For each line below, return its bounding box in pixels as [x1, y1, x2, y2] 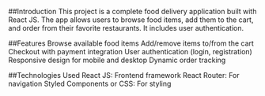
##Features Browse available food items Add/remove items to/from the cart [8, 39, 255, 48]
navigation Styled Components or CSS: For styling [8, 79, 172, 88]
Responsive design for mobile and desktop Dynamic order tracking [8, 55, 226, 65]
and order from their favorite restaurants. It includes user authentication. [8, 24, 244, 32]
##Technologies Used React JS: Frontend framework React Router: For [8, 71, 240, 79]
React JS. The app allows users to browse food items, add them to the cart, [8, 15, 254, 24]
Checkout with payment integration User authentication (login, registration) [8, 47, 253, 56]
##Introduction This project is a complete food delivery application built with [8, 7, 257, 16]
